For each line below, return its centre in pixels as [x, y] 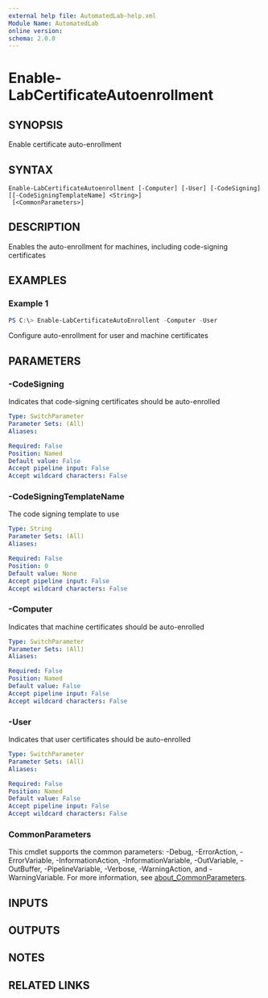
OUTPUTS [34, 931]
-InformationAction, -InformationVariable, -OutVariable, [147, 861]
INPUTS [28, 903]
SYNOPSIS [36, 125]
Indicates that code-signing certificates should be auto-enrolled [114, 402]
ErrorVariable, [31, 861]
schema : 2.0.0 [32, 38]
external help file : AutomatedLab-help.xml [82, 16]
